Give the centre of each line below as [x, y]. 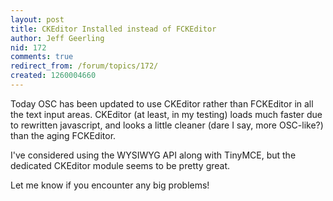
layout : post [37, 19]
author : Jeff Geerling [57, 38]
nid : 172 [28, 47]
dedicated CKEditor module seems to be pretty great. [120, 165]
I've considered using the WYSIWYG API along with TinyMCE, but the [153, 155]
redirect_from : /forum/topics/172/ [84, 66]
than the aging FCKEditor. [63, 135]
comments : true [42, 57]
